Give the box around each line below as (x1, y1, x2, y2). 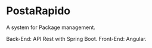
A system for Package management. (6, 24, 95, 31)
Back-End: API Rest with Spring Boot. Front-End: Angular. (6, 35, 147, 42)
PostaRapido (6, 4, 70, 18)
